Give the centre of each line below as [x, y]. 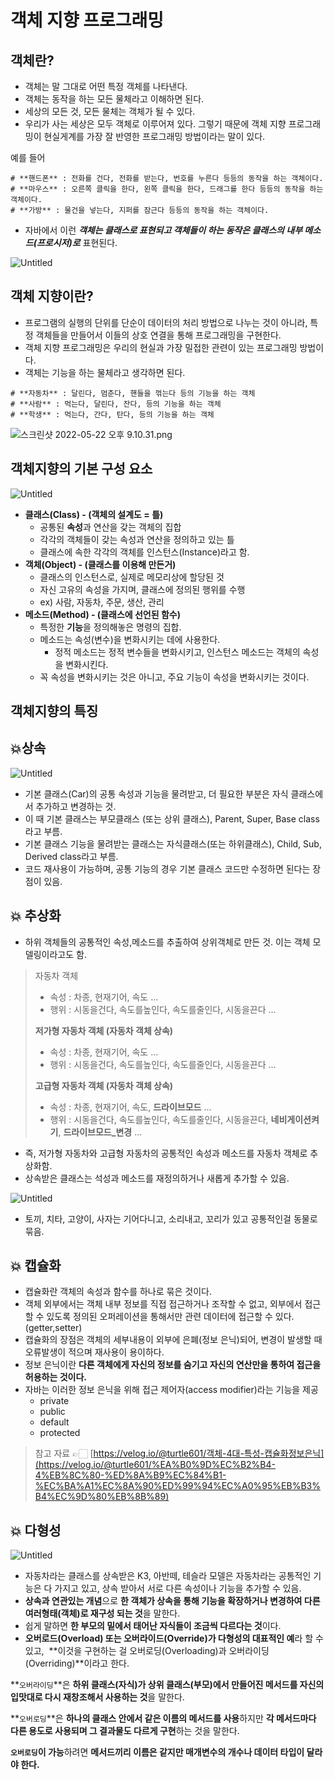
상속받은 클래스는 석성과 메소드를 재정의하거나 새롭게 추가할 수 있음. [157, 1178]
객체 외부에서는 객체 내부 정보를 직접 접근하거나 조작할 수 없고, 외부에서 [163, 1304]
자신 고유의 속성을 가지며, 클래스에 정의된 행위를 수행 [142, 589]
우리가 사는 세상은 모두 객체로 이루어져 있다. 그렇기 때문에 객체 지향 [155, 124]
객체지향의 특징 [54, 711]
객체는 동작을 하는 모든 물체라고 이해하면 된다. [114, 99]
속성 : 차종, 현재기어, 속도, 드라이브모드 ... [130, 1107]
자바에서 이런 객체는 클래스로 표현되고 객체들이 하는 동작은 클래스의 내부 [163, 230]
